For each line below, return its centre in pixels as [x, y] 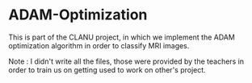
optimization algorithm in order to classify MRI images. [99, 45]
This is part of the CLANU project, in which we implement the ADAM [122, 37]
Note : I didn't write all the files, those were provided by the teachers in [126, 61]
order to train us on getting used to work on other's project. [107, 69]
